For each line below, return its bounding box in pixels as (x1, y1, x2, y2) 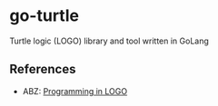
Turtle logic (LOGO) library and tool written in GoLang (9, 35, 209, 46)
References (9, 62, 76, 77)
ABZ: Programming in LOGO (22, 85, 128, 96)
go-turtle (9, 5, 80, 26)
